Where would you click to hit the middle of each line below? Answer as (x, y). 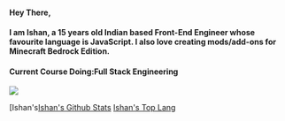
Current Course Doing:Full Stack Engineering (94, 72)
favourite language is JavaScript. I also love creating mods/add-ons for (143, 42)
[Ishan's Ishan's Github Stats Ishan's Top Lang (92, 108)
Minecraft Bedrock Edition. (60, 51)
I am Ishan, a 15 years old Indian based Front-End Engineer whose (132, 33)
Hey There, (30, 12)
